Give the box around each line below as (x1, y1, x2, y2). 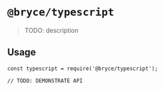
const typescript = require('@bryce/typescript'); (7, 65, 158, 72)
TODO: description (24, 26, 79, 34)
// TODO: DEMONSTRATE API (7, 77, 83, 84)
